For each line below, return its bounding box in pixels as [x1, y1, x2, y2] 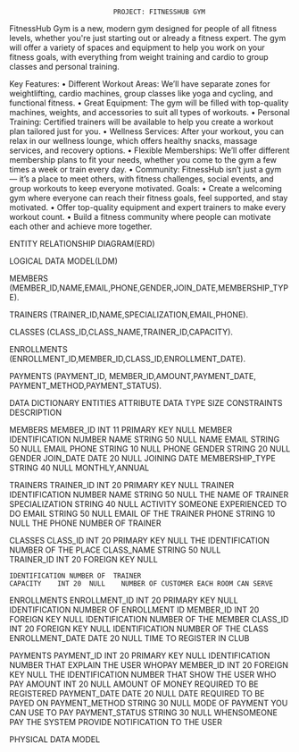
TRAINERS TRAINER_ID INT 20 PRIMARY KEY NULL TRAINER [9, 480, 235, 490]
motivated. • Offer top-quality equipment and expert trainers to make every [9, 202, 287, 213]
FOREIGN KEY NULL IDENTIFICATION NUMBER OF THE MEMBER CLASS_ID [9, 614, 289, 624]
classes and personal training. [9, 62, 120, 72]
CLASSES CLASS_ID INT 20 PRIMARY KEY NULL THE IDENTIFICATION [9, 536, 270, 545]
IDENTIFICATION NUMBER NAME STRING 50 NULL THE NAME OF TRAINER [9, 489, 289, 500]
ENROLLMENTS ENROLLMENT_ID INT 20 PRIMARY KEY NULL [9, 595, 238, 605]
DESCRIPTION [9, 407, 62, 418]
